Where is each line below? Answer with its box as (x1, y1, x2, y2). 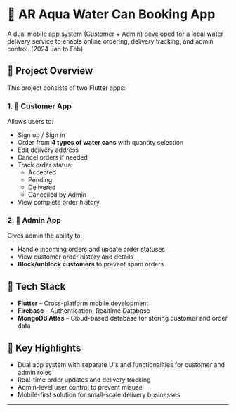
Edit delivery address (17, 146, 79, 154)
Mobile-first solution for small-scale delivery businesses (17, 390, 181, 399)
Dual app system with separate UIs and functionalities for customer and (17, 360, 225, 368)
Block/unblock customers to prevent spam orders (17, 260, 164, 269)
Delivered (27, 183, 56, 192)
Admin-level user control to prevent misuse (17, 382, 143, 391)
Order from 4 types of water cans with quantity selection (17, 139, 184, 147)
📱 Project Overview (7, 65, 93, 77)
